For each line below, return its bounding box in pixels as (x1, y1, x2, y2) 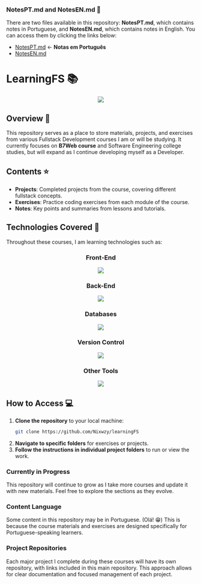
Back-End (86, 281, 116, 290)
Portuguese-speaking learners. (6, 529, 83, 536)
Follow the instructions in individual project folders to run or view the (14, 446, 190, 453)
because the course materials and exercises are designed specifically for (6, 523, 187, 530)
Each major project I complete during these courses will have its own (6, 558, 176, 565)
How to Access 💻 (6, 398, 74, 408)
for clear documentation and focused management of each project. (6, 570, 173, 577)
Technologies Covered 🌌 (6, 222, 100, 232)
